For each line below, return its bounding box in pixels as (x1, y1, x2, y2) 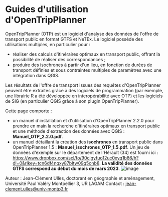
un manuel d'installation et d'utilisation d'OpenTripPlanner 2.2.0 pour (12, 117, 154, 123)
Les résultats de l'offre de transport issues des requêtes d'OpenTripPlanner (5, 82, 161, 88)
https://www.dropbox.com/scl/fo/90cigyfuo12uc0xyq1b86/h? (12, 154, 139, 161)
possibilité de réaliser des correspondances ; (12, 56, 106, 62)
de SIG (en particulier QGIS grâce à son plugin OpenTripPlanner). (5, 98, 139, 104)
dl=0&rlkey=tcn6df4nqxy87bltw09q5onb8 (12, 160, 100, 166)
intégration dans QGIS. (12, 72, 60, 78)
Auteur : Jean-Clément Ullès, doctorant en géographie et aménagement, (5, 175, 155, 181)
